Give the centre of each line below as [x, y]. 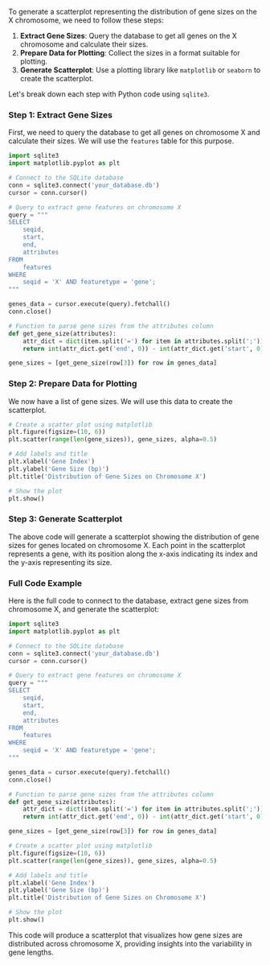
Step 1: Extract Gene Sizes [60, 114]
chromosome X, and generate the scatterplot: [84, 609]
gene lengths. [31, 952]
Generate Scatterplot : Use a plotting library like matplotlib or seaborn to [140, 70]
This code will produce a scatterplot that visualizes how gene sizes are [125, 935]
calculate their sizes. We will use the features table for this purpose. [121, 141]
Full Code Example [45, 583]
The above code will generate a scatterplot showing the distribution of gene [134, 536]
